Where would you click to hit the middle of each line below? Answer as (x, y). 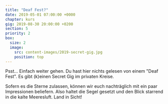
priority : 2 (18, 33)
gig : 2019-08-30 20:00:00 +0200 (39, 24)
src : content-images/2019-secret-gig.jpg (58, 52)
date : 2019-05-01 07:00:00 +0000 (40, 15)
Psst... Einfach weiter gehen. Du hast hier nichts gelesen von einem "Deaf (82, 71)
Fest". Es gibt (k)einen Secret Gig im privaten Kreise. (60, 77)
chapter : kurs (20, 19)
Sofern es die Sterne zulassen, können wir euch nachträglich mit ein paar (81, 86)
